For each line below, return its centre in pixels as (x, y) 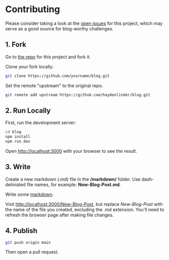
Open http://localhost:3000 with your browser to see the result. (71, 151)
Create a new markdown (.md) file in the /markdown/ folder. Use (73, 179)
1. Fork (16, 45)
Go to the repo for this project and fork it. (48, 57)
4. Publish (21, 231)
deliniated (16, 184)
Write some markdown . (30, 194)
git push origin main (28, 242)
